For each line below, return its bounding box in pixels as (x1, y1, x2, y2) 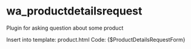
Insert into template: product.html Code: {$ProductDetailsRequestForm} (6, 36, 186, 43)
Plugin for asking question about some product (6, 24, 124, 31)
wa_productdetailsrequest (6, 4, 142, 18)
